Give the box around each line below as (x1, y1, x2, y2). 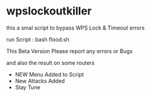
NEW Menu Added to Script (14, 70, 84, 78)
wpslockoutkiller (6, 4, 92, 18)
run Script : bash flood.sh (6, 36, 69, 43)
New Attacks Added (14, 77, 65, 84)
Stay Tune (14, 83, 40, 91)
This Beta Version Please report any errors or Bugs (6, 47, 133, 55)
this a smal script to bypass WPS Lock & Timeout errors (6, 24, 145, 31)
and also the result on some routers (6, 59, 95, 66)
